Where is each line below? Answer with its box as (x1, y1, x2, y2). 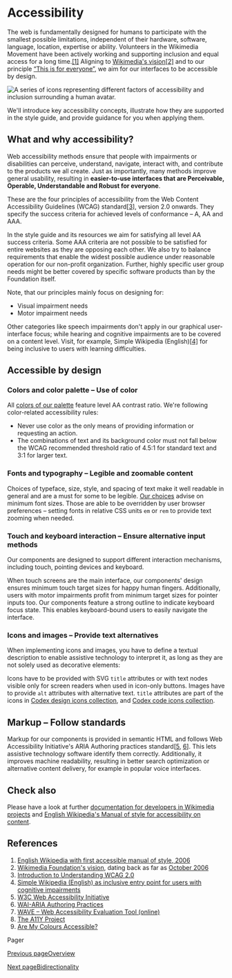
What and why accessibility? (7, 134, 134, 146)
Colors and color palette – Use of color (7, 385, 138, 395)
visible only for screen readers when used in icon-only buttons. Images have (7, 681, 225, 690)
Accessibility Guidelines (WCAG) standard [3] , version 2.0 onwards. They (7, 202, 214, 211)
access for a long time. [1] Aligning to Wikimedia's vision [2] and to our (7, 57, 205, 65)
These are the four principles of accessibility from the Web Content (7, 195, 199, 203)
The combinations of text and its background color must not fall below (17, 437, 217, 445)
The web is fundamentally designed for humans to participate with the (7, 28, 207, 36)
